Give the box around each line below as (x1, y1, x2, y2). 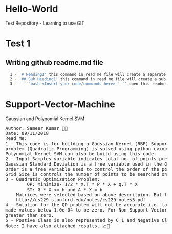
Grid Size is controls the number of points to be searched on (5, 171, 167, 177)
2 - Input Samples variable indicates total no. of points (5, 156, 157, 161)
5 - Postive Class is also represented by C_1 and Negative (5, 217, 160, 223)
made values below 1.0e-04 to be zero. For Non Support (5, 207, 148, 213)
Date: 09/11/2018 (5, 130, 49, 136)
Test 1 (5, 38, 31, 50)
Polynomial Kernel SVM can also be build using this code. (5, 151, 157, 156)
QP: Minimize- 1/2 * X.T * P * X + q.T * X (27, 181, 138, 187)
